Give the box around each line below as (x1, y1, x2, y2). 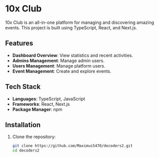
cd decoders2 (12, 148, 40, 153)
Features (5, 39, 33, 48)
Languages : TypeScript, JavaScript (12, 95, 85, 102)
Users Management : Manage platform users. (12, 63, 105, 69)
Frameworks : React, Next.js (12, 101, 70, 107)
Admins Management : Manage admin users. (12, 58, 105, 64)
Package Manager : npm (12, 106, 63, 112)
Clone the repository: (12, 134, 56, 140)
